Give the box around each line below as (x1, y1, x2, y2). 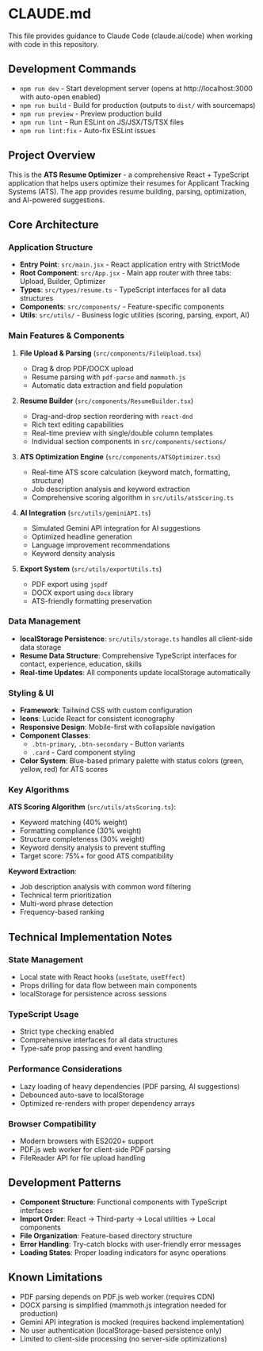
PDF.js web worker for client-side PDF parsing (19, 1145, 171, 1154)
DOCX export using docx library (31, 588, 134, 597)
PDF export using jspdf (31, 579, 109, 589)
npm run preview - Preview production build (19, 109, 162, 118)
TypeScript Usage (8, 1009, 79, 1020)
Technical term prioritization (19, 890, 112, 900)
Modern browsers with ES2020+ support (19, 1136, 154, 1146)
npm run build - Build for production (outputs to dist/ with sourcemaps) (19, 100, 256, 109)
